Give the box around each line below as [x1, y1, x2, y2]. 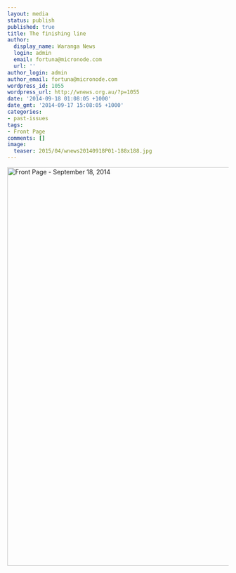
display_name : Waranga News [13, 43, 96, 50]
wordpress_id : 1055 [7, 82, 65, 89]
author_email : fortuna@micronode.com [7, 75, 118, 83]
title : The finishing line [7, 30, 86, 37]
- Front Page [7, 128, 46, 135]
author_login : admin [7, 69, 68, 76]
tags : [7, 121, 23, 129]
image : [7, 141, 27, 148]
